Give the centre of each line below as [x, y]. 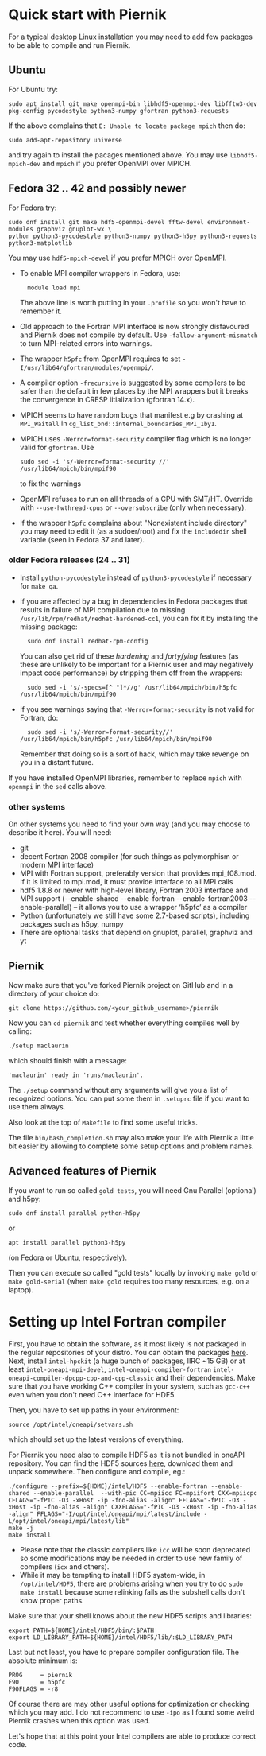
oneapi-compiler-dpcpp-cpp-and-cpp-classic [81, 1378]
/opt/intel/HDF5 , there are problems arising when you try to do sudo [131, 1583]
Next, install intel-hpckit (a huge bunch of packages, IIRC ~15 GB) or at [127, 1361]
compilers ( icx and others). [64, 1566]
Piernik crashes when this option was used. [79, 1720]
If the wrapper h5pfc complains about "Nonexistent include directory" [133, 523]
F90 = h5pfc [37, 1682]
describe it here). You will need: [60, 833]
